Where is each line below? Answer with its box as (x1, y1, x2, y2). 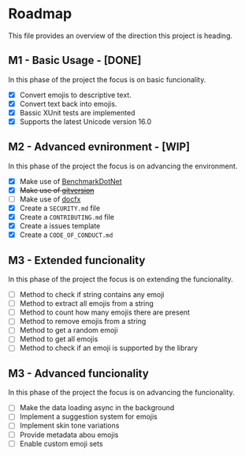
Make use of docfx (19, 194, 81, 204)
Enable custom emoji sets (19, 439, 104, 448)
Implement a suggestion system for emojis (19, 412, 158, 421)
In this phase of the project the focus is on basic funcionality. (8, 74, 206, 84)
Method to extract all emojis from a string (19, 299, 154, 308)
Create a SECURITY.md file (19, 203, 101, 213)
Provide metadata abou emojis (19, 430, 119, 439)
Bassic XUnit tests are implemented (19, 107, 135, 117)
